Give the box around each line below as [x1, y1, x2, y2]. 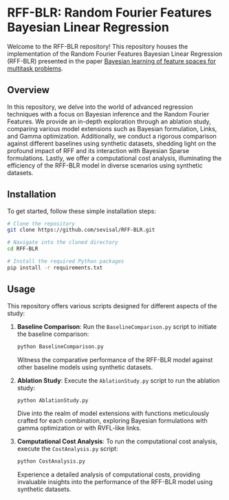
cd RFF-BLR [7, 246, 39, 252]
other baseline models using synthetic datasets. [17, 363, 153, 371]
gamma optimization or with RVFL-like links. [17, 424, 142, 432]
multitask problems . [7, 64, 63, 72]
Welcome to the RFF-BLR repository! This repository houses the [7, 42, 188, 50]
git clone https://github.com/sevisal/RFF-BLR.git [7, 226, 155, 234]
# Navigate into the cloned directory [7, 239, 118, 246]
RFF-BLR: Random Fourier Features [7, 5, 212, 21]
